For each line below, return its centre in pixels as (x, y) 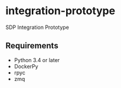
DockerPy (26, 66)
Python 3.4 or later (37, 60)
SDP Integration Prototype (37, 27)
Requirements (32, 46)
